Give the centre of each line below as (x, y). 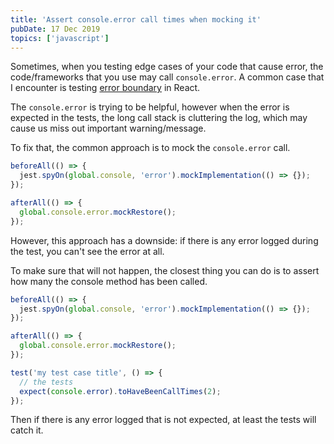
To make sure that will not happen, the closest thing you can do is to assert (165, 270)
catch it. (27, 430)
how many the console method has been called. (109, 281)
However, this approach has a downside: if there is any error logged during (164, 240)
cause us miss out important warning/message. (108, 128)
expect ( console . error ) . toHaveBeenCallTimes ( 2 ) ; (120, 391)
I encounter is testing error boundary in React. (105, 88)
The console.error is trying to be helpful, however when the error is (150, 107)
